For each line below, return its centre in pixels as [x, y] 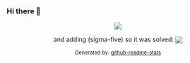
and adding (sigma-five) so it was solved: [114, 40]
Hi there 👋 [24, 11]
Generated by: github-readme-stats [118, 53]
